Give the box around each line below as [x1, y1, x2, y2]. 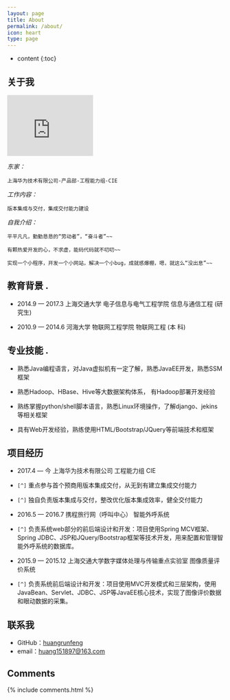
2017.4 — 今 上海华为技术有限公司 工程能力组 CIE [16, 467, 157, 475]
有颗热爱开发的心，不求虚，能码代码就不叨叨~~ [7, 246, 122, 253]
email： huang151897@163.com [16, 647, 105, 655]
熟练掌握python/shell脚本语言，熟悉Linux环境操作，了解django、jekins [16, 402, 218, 410]
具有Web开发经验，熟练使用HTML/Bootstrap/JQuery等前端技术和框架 [16, 425, 214, 433]
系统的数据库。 [35, 542, 78, 550]
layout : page [7, 10, 45, 17]
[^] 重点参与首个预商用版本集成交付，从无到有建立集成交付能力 [16, 481, 197, 489]
